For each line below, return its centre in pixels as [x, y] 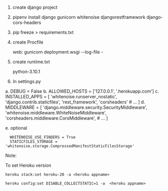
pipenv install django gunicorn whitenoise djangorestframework [79, 17]
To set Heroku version [28, 165]
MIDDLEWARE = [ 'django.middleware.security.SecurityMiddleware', [76, 107]
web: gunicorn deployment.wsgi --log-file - [58, 52]
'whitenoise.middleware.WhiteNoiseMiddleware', [56, 113]
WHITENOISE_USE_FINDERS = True [43, 137]
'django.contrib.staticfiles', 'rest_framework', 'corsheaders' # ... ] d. [75, 102]
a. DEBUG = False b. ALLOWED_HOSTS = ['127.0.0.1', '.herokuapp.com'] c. [82, 91]
